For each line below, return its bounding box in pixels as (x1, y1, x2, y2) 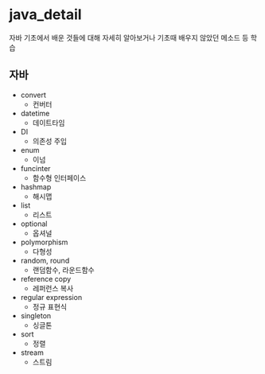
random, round (20, 255, 70, 265)
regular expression (20, 292, 83, 302)
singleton (20, 310, 52, 320)
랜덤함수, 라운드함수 (32, 265, 95, 275)
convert (20, 90, 47, 99)
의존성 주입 (32, 136, 67, 146)
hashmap (20, 181, 52, 192)
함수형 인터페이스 (32, 173, 87, 182)
